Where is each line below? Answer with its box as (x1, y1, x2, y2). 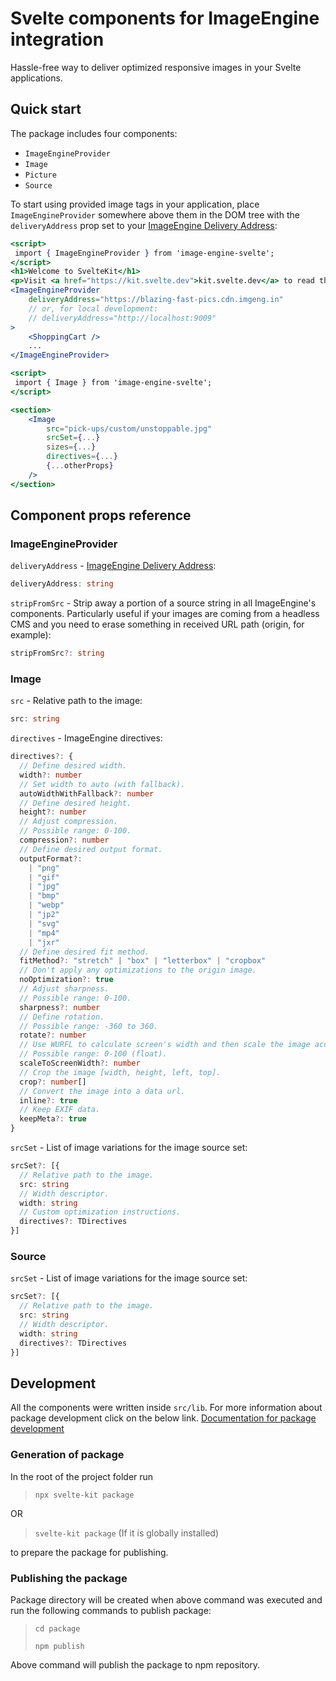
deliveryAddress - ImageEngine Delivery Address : (10, 560, 217, 572)
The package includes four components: (10, 127, 178, 139)
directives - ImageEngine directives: (10, 732, 163, 744)
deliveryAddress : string (10, 579, 114, 589)
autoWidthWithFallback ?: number (19, 788, 155, 799)
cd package (34, 1623, 81, 1634)
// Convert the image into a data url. (19, 1086, 186, 1096)
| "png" (28, 863, 60, 873)
